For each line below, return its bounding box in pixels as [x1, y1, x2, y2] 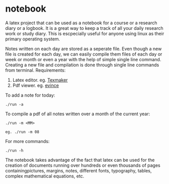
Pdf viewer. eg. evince [12, 82, 59, 88]
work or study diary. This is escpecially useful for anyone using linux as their [5, 30, 164, 36]
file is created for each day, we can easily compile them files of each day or [5, 51, 162, 57]
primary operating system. [5, 36, 61, 42]
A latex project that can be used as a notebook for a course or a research [5, 20, 157, 26]
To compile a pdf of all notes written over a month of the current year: [5, 111, 150, 117]
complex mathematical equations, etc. [5, 173, 85, 179]
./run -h [5, 148, 24, 153]
